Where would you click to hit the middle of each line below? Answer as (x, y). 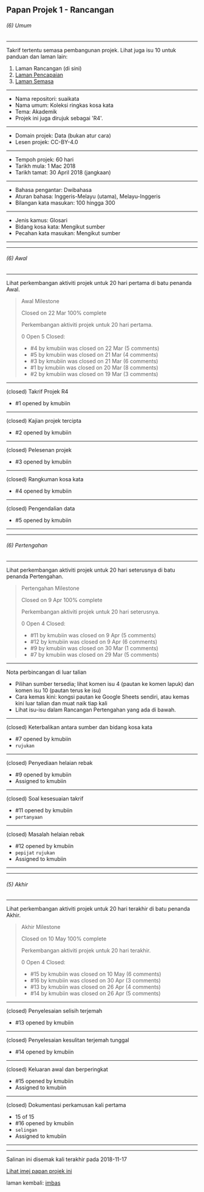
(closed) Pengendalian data (41, 508)
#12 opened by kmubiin (44, 846)
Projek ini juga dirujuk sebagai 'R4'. (59, 118)
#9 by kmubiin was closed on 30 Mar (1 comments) (94, 648)
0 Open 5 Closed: (43, 336)
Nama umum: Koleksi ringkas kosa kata (64, 105)
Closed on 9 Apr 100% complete (62, 600)
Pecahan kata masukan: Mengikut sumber (68, 233)
